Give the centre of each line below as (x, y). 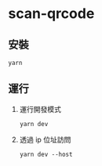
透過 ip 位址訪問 (45, 139)
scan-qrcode (51, 14)
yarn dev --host (46, 154)
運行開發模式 (40, 109)
